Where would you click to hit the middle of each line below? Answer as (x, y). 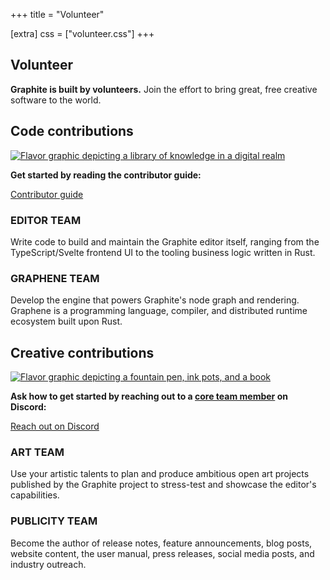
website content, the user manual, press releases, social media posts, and (162, 553)
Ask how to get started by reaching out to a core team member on (149, 396)
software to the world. (56, 100)
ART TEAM (37, 452)
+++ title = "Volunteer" (57, 14)
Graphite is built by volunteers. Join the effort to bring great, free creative (164, 89)
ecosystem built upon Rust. (66, 321)
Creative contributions (82, 352)
